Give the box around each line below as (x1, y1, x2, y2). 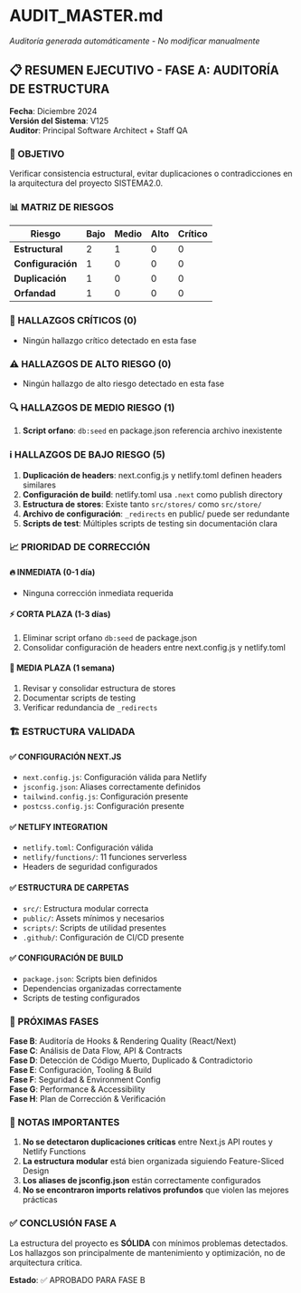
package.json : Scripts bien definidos (22, 973, 158, 984)
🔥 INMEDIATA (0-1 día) (9, 567, 96, 578)
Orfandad (14, 287, 56, 300)
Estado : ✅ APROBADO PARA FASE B (9, 1274, 146, 1285)
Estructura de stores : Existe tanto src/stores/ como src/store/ (22, 498, 262, 509)
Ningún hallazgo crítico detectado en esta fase (22, 334, 197, 345)
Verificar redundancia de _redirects (22, 702, 158, 713)
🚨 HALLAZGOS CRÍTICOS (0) (9, 314, 137, 327)
